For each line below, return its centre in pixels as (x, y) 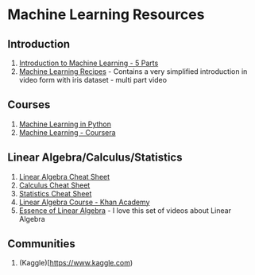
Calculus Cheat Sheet (54, 185)
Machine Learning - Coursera (67, 132)
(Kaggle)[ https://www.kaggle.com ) (76, 263)
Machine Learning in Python (65, 124)
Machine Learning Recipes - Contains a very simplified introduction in (133, 72)
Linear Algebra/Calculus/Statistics (95, 158)
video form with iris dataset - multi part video (93, 80)
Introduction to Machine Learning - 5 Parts (89, 63)
